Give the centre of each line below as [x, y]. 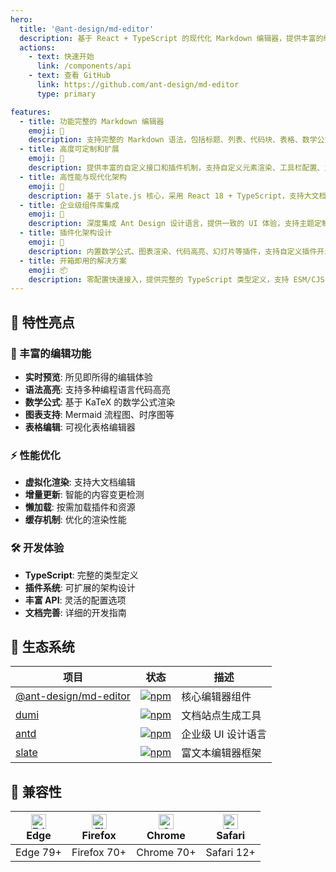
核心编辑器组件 [216, 697]
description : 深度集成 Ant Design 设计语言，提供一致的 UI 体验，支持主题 [171, 224]
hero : [21, 19]
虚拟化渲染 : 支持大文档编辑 [80, 482]
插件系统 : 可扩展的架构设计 [80, 587]
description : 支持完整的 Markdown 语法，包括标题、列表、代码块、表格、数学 [173, 140]
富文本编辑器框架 [221, 753]
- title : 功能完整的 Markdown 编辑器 [92, 121]
